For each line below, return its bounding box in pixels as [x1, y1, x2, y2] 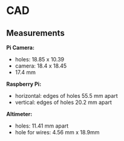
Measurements [6, 28, 65, 38]
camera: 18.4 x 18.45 [15, 62, 67, 69]
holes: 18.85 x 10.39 [15, 56, 65, 63]
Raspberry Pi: [6, 80, 42, 88]
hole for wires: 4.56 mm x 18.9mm [15, 129, 100, 136]
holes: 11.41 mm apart [15, 122, 69, 129]
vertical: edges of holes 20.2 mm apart [15, 98, 112, 106]
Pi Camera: [6, 44, 35, 51]
